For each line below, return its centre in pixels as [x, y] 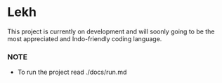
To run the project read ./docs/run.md [72, 72]
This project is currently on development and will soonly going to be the [111, 31]
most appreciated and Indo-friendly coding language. [85, 38]
